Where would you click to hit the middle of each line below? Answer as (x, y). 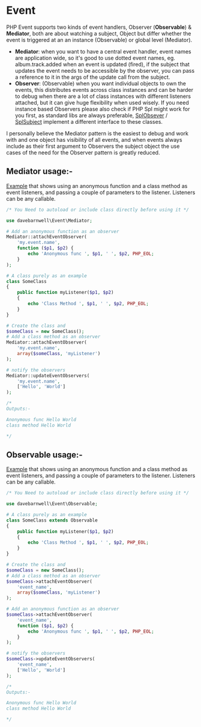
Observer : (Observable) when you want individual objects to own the (100, 83)
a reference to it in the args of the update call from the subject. (92, 77)
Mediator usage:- (40, 172)
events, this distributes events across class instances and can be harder (104, 90)
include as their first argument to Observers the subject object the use (93, 146)
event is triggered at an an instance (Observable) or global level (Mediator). (99, 40)
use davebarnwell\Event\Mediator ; (49, 221)
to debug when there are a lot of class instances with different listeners (103, 96)
